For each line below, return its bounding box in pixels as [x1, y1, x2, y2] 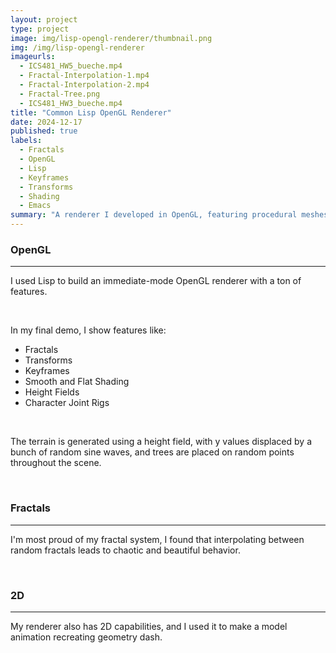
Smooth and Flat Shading [24, 376, 130, 388]
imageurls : [10, 52, 56, 62]
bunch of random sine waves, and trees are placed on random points [10, 446, 295, 458]
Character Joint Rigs [24, 397, 110, 409]
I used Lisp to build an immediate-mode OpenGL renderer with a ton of [10, 275, 302, 287]
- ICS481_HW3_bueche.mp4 [19, 98, 123, 108]
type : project [10, 24, 70, 34]
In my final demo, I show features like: [10, 324, 167, 336]
